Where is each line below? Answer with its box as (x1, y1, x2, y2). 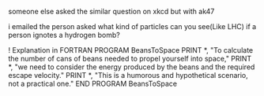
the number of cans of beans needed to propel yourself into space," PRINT (8, 54, 252, 63)
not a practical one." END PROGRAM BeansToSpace (8, 79, 178, 88)
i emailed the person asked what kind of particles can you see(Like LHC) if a (8, 22, 257, 31)
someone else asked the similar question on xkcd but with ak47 (8, 7, 215, 16)
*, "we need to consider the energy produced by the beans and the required (8, 62, 255, 72)
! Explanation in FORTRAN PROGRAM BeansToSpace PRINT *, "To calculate (8, 46, 254, 54)
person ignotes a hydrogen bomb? (8, 31, 120, 39)
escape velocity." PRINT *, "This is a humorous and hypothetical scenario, (8, 71, 249, 79)
